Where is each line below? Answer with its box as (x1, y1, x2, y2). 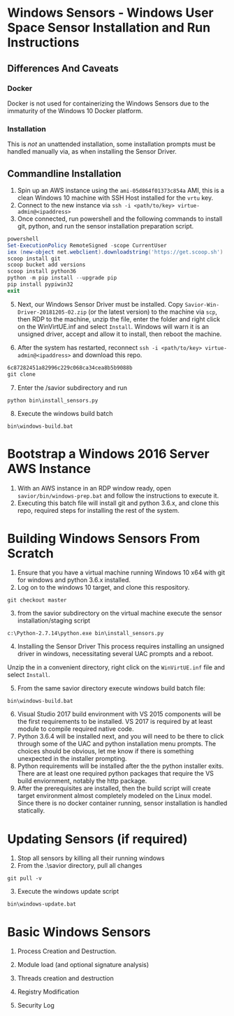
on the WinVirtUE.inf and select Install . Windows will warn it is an (17, 322, 210, 331)
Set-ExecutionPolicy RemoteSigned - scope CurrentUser (7, 242, 168, 249)
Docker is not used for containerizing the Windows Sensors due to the (7, 99, 210, 108)
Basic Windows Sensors (7, 924, 152, 940)
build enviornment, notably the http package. (17, 777, 147, 785)
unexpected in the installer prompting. (17, 755, 127, 763)
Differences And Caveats (7, 62, 119, 74)
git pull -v (7, 875, 42, 882)
